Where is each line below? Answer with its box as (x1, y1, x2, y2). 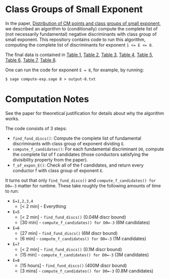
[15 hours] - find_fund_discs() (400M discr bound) (20, 262, 127, 268)
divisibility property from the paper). (12, 156, 88, 163)
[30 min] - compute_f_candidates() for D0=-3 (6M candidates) (20, 219, 150, 225)
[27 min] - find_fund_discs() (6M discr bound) (20, 230, 118, 236)
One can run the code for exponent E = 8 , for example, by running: (5, 67, 144, 73)
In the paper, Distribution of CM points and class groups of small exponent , (5, 20, 161, 26)
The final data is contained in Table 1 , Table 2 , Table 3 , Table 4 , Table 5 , (5, 52, 153, 58)
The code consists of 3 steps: (5, 125, 67, 131)
